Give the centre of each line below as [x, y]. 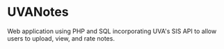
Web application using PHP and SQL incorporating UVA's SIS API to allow [112, 31]
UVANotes [38, 12]
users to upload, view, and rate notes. [61, 38]
